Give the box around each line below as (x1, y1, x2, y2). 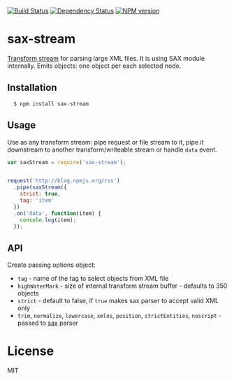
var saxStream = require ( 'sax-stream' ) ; (7, 159, 127, 166)
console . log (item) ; (20, 217, 77, 224)
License (7, 343, 54, 359)
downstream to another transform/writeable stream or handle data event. (7, 145, 218, 154)
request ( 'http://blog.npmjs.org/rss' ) (7, 177, 120, 184)
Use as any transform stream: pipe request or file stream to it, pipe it (7, 138, 204, 146)
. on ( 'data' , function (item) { (13, 210, 101, 217)
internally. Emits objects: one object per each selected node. (7, 61, 182, 70)
